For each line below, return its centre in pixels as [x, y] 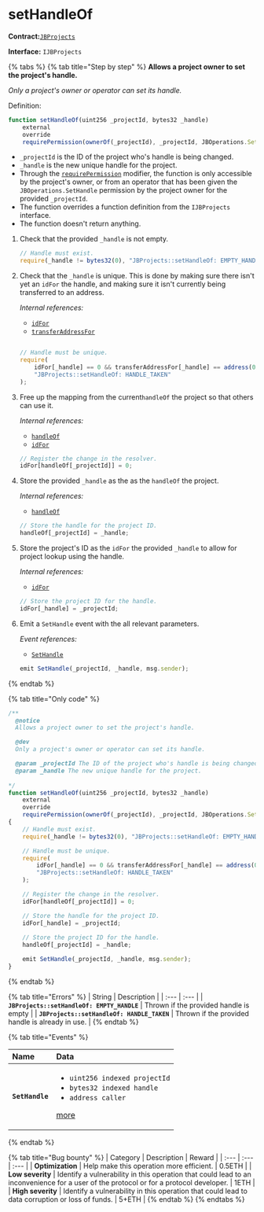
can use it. [36, 405]
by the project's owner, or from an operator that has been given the [128, 182]
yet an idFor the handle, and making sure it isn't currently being [123, 284]
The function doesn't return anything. [80, 224]
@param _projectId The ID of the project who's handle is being [123, 764]
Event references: [48, 639]
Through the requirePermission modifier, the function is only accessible [136, 174]
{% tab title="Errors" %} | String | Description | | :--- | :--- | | [106, 996]
